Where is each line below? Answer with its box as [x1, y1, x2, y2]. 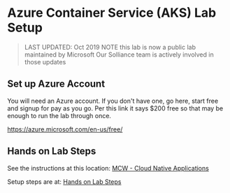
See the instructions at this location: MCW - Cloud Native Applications [7, 164, 210, 172]
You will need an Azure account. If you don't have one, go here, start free [7, 96, 219, 105]
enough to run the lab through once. [7, 111, 112, 120]
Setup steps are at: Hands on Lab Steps [7, 177, 122, 186]
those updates [24, 57, 66, 66]
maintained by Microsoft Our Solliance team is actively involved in [24, 50, 215, 59]
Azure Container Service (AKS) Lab [7, 5, 217, 21]
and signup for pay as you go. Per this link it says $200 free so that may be [7, 103, 224, 113]
